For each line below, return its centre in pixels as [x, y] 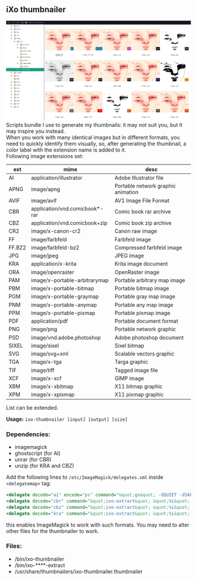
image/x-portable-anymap [64, 304]
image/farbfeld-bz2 [55, 247]
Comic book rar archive [143, 212]
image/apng [46, 189]
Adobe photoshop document [149, 337]
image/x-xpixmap [53, 395]
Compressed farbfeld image [148, 247]
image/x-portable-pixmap [63, 313]
